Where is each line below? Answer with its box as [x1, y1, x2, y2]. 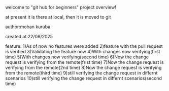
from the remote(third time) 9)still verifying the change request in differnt [5, 70, 158, 76]
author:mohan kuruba [5, 24, 51, 30]
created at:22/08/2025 [5, 34, 53, 39]
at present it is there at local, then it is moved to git [5, 14, 111, 20]
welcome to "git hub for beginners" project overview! [5, 5, 117, 10]
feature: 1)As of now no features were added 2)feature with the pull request [5, 43, 163, 49]
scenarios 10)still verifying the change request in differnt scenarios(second [5, 75, 162, 81]
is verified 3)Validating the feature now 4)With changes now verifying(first [5, 49, 160, 54]
